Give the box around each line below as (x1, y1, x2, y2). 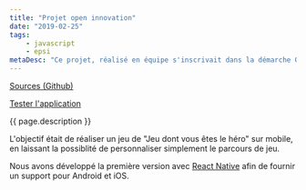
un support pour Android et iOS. (9, 170, 129, 181)
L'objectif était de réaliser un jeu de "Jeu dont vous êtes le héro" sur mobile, (9, 134, 293, 144)
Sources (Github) (9, 81, 74, 91)
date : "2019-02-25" (9, 22, 84, 31)
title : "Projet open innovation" (9, 13, 137, 23)
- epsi (25, 47, 51, 56)
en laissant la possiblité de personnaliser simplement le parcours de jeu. (9, 143, 280, 154)
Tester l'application (9, 98, 82, 109)
